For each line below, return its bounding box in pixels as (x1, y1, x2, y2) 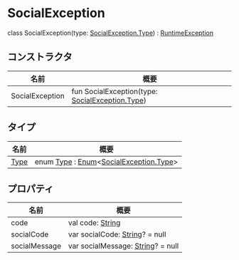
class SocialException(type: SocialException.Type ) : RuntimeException (7, 28, 214, 37)
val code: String (68, 218, 121, 228)
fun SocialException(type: (71, 86, 158, 96)
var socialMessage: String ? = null (68, 241, 179, 251)
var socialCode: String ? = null (68, 229, 166, 239)
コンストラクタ (7, 51, 73, 63)
